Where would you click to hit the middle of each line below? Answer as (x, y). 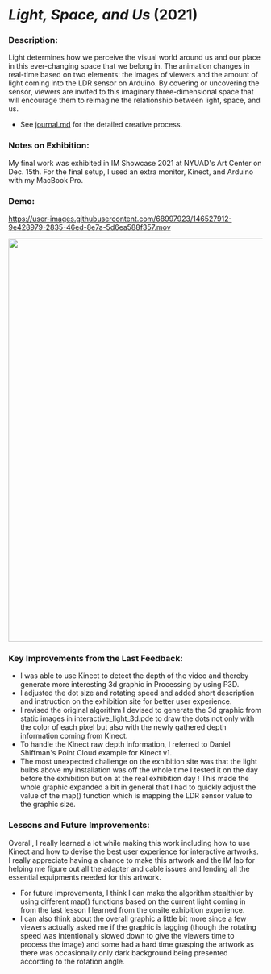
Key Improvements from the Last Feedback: (96, 658)
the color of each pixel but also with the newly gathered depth (123, 727)
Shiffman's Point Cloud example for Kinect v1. (96, 753)
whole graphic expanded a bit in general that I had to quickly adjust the (138, 787)
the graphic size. (48, 805)
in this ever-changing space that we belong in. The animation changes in (129, 66)
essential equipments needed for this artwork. (85, 877)
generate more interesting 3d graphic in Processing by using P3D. (129, 685)
